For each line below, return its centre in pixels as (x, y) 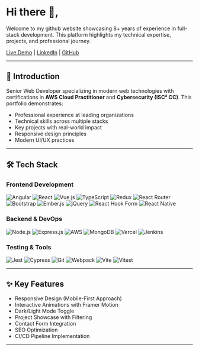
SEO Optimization (36, 330)
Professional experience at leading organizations (74, 115)
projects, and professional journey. (48, 41)
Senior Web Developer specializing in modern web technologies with (90, 90)
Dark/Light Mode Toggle (44, 311)
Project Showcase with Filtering (53, 317)
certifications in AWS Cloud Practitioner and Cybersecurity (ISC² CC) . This (99, 97)
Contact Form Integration (45, 323)
